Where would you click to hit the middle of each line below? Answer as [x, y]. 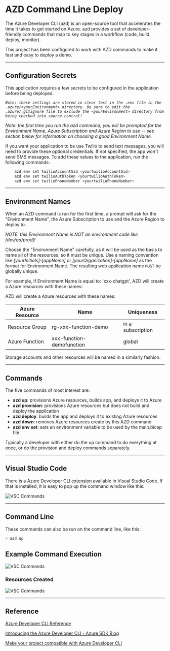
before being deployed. [30, 93]
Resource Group [27, 327]
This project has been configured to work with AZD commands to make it [81, 49]
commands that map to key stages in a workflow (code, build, [87, 34]
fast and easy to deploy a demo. [39, 55]
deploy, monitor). [23, 40]
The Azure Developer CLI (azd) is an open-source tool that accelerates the [83, 23]
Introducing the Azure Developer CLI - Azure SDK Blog [62, 633]
